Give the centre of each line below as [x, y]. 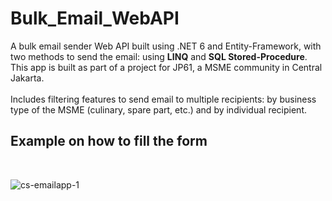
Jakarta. [27, 78]
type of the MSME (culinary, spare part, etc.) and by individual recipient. [159, 109]
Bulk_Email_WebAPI [95, 18]
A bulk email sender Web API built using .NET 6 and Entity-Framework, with [166, 46]
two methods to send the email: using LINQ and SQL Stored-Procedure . [159, 56]
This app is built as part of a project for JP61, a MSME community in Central [166, 67]
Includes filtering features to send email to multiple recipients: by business [163, 99]
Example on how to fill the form [109, 141]
